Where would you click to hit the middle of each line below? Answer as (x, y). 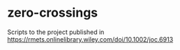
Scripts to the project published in (56, 32)
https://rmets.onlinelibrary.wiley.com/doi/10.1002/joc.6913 (90, 39)
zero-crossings (53, 13)
